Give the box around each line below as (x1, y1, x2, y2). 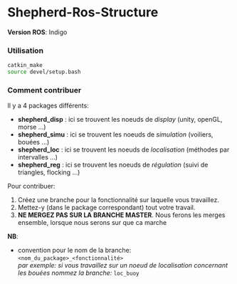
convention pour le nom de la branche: (17, 246, 132, 255)
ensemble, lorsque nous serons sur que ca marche (17, 219, 167, 227)
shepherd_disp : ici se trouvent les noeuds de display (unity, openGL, (17, 115, 223, 124)
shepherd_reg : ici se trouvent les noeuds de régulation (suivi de (17, 161, 209, 169)
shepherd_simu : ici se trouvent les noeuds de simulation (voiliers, (17, 130, 214, 139)
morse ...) (17, 122, 46, 132)
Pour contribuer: (7, 182, 56, 191)
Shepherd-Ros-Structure (7, 4, 159, 21)
